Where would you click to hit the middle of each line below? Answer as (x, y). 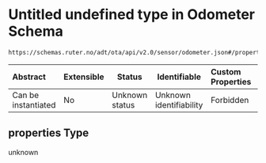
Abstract (29, 77)
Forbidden (230, 100)
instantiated (34, 104)
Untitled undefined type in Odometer (132, 15)
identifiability (179, 104)
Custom (226, 71)
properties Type (49, 133)
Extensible (84, 77)
